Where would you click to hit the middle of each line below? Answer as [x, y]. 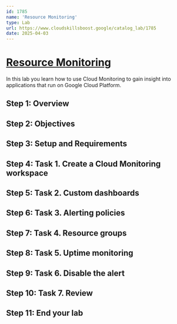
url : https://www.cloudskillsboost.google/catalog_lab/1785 [81, 28]
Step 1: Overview [38, 104]
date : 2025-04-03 [27, 34]
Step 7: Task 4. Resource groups [66, 233]
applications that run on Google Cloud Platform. [64, 85]
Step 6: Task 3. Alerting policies [66, 213]
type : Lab [18, 22]
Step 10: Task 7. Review [49, 293]
